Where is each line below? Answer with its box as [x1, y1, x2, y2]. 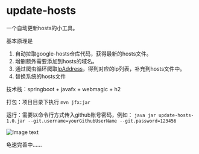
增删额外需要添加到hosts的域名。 [14, 57, 98, 65]
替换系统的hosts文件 [14, 72, 66, 80]
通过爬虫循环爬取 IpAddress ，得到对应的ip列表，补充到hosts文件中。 [14, 65, 186, 72]
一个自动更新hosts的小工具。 [6, 24, 78, 31]
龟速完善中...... [6, 141, 42, 148]
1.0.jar [6, 118, 26, 124]
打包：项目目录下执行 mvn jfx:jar [6, 98, 90, 106]
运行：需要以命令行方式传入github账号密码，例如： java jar [6, 111, 156, 118]
